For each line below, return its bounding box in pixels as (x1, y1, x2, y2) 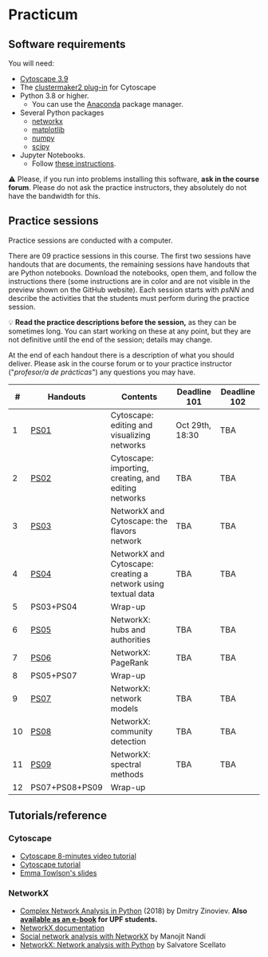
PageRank (110, 657, 149, 668)
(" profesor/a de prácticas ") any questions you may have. (8, 367, 196, 377)
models (110, 702, 139, 714)
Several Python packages (19, 108, 104, 117)
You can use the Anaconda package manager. (31, 100, 183, 109)
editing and (110, 419, 153, 430)
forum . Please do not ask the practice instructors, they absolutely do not (8, 183, 247, 192)
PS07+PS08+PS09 (30, 781, 104, 793)
